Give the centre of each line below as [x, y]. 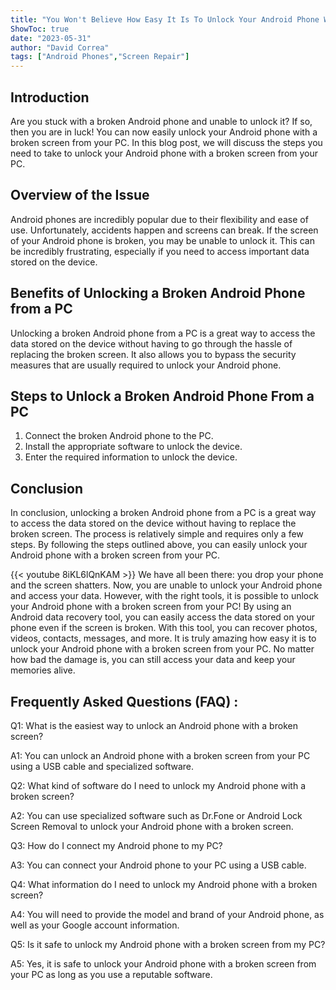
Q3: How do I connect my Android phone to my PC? [116, 845]
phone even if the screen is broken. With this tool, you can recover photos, [164, 628]
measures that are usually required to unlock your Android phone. [146, 365]
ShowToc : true [40, 29]
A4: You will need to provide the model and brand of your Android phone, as [167, 914]
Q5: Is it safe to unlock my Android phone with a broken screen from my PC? [168, 944]
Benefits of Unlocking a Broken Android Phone [158, 293]
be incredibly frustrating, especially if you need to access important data [160, 251]
